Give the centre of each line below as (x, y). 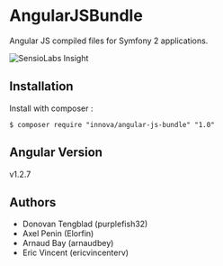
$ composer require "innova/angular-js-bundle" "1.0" (112, 124)
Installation (41, 87)
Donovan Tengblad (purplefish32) (85, 224)
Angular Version (56, 153)
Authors (33, 202)
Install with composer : (51, 108)
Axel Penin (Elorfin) (58, 234)
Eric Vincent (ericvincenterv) (75, 252)
